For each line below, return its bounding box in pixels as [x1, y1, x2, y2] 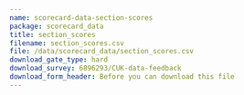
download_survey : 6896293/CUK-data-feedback [9, 64, 182, 73]
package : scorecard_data [9, 22, 104, 31]
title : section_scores [9, 30, 96, 39]
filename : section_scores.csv [9, 38, 125, 48]
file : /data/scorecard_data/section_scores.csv [9, 47, 195, 56]
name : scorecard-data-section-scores [9, 13, 154, 23]
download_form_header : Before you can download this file [9, 72, 235, 81]
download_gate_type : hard [9, 55, 108, 64]
